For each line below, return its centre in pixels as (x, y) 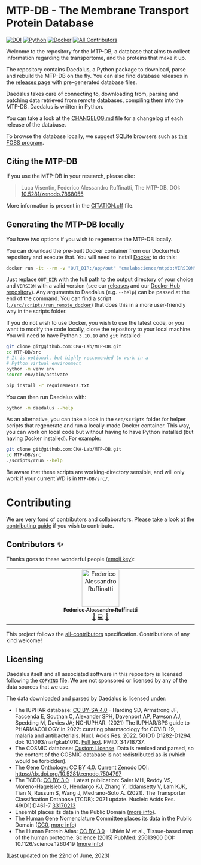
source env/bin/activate (37, 375)
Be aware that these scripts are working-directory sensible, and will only (95, 472)
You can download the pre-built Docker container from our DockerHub (93, 250)
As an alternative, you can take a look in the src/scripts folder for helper (96, 419)
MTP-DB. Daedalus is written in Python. (55, 106)
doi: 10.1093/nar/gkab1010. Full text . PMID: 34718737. (80, 741)
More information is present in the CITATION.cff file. (70, 205)
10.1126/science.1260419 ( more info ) (59, 843)
